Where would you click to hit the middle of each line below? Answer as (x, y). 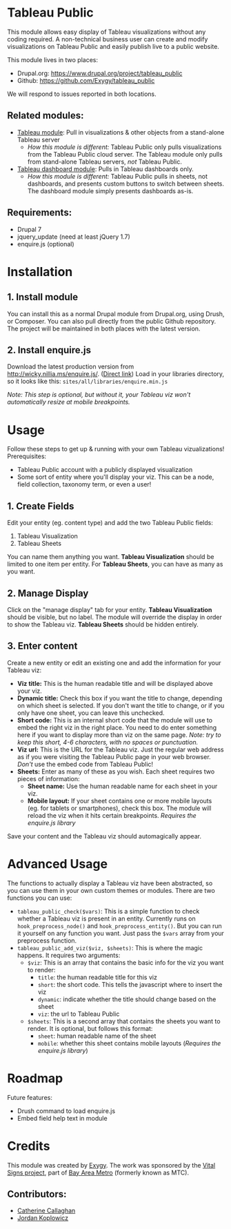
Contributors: (37, 1194)
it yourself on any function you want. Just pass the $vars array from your (120, 933)
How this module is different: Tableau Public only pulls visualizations (124, 147)
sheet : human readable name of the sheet (97, 1036)
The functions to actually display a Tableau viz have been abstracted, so (110, 883)
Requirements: (40, 213)
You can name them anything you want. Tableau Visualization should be (111, 557)
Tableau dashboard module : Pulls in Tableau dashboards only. (106, 169)
